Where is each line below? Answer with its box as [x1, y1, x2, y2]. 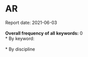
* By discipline [5, 46, 35, 52]
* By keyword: [5, 35, 35, 41]
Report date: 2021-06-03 [5, 19, 57, 25]
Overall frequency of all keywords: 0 [5, 30, 83, 36]
